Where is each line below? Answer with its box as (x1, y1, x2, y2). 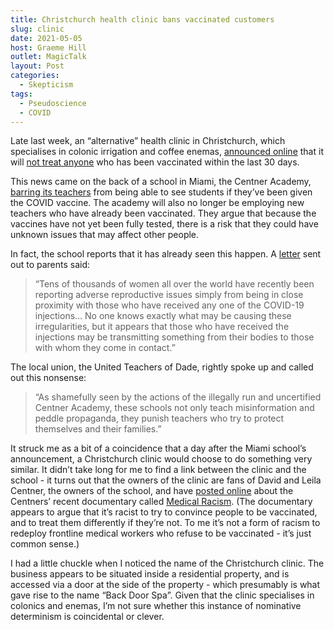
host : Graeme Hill (10, 42, 87, 53)
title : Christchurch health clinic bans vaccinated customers (10, 14, 275, 25)
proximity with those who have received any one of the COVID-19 (34, 299, 305, 311)
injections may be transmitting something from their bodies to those (34, 331, 315, 343)
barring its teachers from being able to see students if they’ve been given (10, 186, 313, 198)
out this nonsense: (10, 372, 87, 384)
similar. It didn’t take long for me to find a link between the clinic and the (10, 464, 307, 476)
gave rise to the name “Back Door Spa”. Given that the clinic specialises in (10, 589, 315, 601)
